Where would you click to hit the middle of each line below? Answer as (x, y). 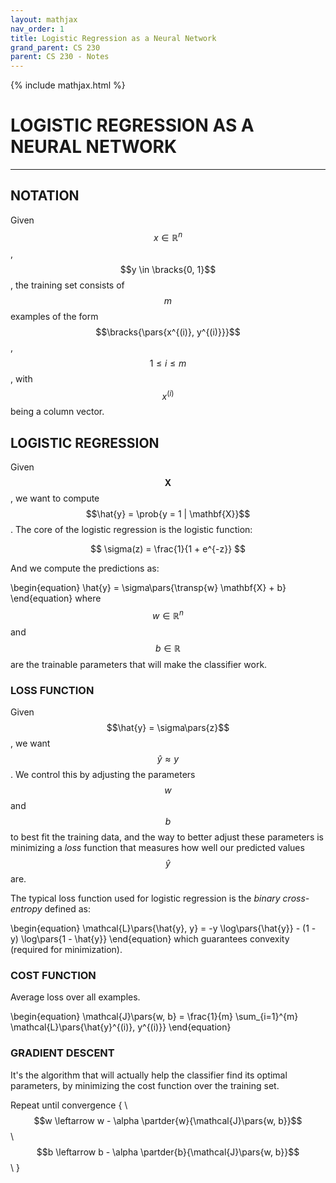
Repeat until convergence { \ (69, 1105)
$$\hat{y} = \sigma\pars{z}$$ (168, 727)
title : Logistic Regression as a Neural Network (113, 38)
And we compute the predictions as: (85, 568)
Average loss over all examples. (75, 997)
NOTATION (45, 196)
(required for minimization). (66, 949)
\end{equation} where (56, 598)
